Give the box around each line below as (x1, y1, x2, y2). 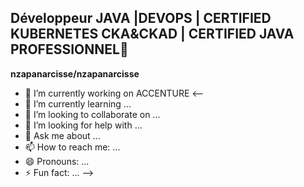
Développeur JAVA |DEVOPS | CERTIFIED (10, 10, 272, 27)
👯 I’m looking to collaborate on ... (24, 108, 161, 120)
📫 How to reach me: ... (24, 141, 121, 153)
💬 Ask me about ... (24, 129, 101, 141)
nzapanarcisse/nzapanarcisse (10, 67, 140, 80)
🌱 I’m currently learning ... (24, 97, 132, 110)
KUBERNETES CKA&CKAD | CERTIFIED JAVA (10, 26, 295, 43)
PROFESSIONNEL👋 (10, 41, 129, 58)
